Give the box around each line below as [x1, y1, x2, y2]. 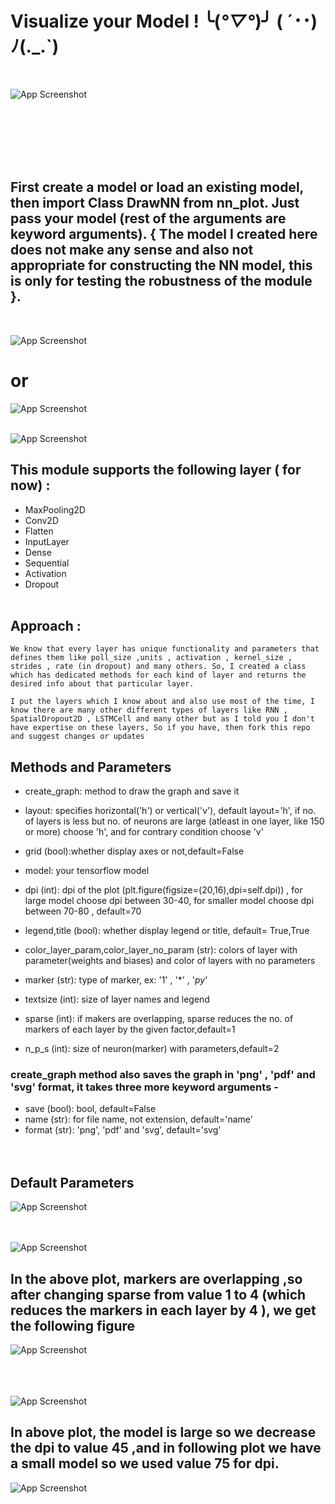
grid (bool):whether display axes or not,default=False [24, 845, 245, 857]
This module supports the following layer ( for [10, 462, 302, 479]
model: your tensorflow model [24, 865, 150, 877]
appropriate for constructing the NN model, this [10, 257, 313, 274]
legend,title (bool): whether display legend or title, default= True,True [24, 925, 310, 937]
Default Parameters [10, 1174, 135, 1191]
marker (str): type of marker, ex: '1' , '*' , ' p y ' [24, 974, 208, 986]
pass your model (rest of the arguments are [10, 210, 287, 227]
